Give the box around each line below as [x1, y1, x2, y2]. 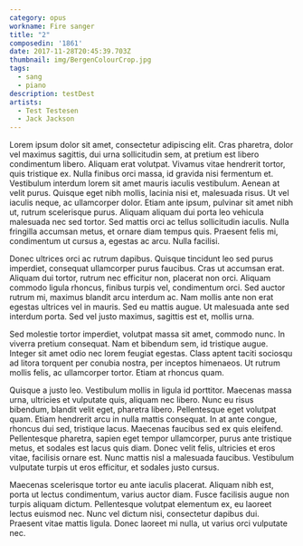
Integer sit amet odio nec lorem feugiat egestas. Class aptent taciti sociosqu [9, 348, 293, 359]
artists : [9, 97, 43, 107]
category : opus [9, 13, 67, 23]
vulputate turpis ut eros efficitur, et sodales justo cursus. [9, 462, 220, 473]
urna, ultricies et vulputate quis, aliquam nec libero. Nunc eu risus [9, 395, 254, 405]
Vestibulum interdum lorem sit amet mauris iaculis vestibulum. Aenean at [9, 178, 280, 189]
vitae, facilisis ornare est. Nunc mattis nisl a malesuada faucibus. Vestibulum [9, 453, 295, 463]
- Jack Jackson [17, 114, 75, 123]
